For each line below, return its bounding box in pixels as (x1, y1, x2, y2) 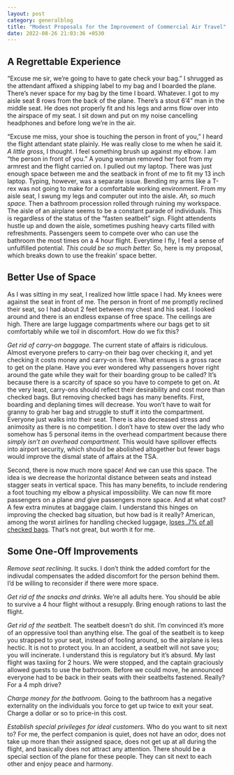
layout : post (7, 10, 45, 17)
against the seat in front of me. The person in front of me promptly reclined (7, 297, 224, 306)
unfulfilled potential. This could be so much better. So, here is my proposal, (7, 244, 224, 253)
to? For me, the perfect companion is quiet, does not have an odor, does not (7, 730, 226, 738)
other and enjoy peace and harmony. (7, 760, 114, 768)
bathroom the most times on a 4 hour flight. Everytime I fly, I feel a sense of (7, 236, 225, 245)
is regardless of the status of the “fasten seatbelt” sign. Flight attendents (7, 214, 217, 222)
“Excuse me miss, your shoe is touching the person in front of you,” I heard (7, 132, 224, 141)
